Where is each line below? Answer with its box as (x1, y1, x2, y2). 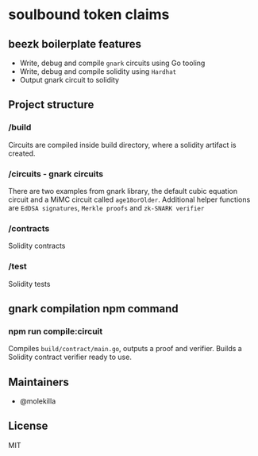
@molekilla (19, 396, 56, 406)
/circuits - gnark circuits (8, 168, 104, 180)
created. (8, 149, 36, 158)
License (8, 419, 48, 433)
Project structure (8, 98, 94, 112)
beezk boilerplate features (8, 37, 141, 51)
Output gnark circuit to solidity (19, 75, 120, 84)
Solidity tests (8, 279, 51, 288)
